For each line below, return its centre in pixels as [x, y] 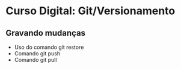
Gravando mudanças [45, 33]
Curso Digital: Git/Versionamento [91, 11]
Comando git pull [35, 60]
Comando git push [37, 54]
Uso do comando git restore [49, 47]
